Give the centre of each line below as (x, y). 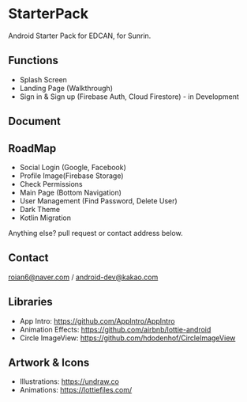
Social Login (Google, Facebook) (73, 167)
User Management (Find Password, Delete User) (98, 201)
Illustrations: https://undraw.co (69, 381)
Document (34, 121)
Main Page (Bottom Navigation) (71, 192)
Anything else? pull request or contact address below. (95, 233)
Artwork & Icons (49, 362)
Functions (34, 61)
